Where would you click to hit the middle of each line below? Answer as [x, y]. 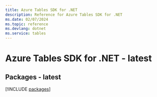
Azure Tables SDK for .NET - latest [78, 58]
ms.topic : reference [27, 24]
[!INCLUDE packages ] [28, 89]
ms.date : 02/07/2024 [27, 19]
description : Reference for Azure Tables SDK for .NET [64, 15]
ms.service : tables [26, 33]
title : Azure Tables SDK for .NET [42, 10]
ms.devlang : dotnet [26, 29]
